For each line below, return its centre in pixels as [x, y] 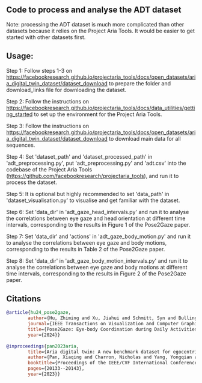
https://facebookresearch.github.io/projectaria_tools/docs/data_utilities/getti [101, 108]
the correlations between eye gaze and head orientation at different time [96, 218]
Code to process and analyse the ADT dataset [94, 10]
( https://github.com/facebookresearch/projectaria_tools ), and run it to [93, 176]
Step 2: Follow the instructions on [47, 101]
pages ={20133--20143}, [56, 369]
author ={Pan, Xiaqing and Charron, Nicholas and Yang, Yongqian [110, 357]
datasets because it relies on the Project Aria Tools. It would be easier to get [101, 31]
